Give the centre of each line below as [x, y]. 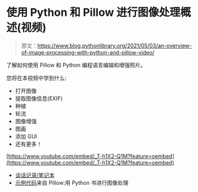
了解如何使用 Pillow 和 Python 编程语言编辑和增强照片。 [76, 65]
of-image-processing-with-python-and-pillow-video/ [88, 52]
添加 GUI [26, 136]
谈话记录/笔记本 [35, 175]
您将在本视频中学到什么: [36, 78]
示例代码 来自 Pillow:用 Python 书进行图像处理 [72, 182]
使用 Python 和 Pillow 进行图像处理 [93, 12]
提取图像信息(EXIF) [39, 98]
